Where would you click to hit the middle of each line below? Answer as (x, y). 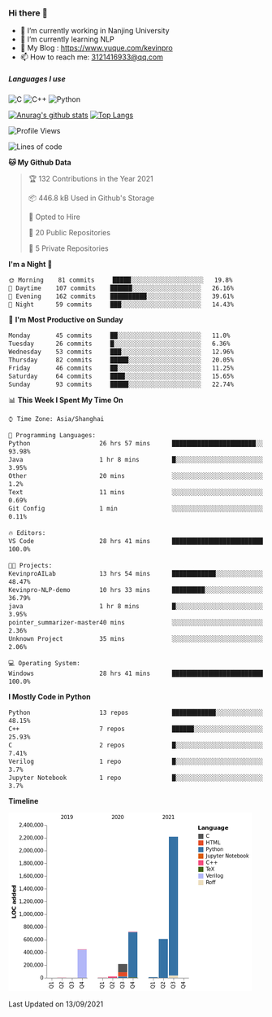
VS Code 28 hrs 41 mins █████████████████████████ (136, 541)
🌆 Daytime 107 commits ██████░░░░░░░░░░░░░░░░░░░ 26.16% (121, 288)
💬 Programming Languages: (52, 436)
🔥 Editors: (27, 533)
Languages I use (37, 79)
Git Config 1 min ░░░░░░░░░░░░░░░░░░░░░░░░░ (136, 509)
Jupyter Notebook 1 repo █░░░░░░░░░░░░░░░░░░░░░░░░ (136, 778)
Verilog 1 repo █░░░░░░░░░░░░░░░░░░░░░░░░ (136, 762)
